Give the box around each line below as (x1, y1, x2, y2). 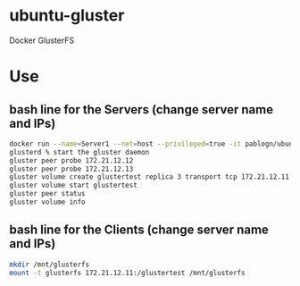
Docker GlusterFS (9, 35, 75, 46)
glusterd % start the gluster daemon (9, 147, 150, 156)
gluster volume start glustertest (9, 181, 138, 190)
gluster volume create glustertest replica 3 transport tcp (9, 172, 238, 181)
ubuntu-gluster (9, 5, 125, 26)
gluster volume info (9, 198, 87, 206)
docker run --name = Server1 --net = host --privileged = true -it (9, 139, 242, 148)
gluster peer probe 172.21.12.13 (9, 164, 134, 173)
